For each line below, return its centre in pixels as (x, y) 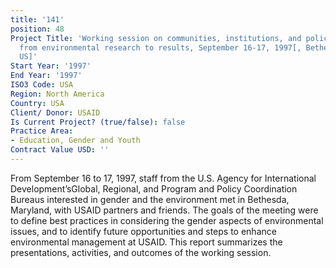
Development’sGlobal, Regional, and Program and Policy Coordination (154, 188)
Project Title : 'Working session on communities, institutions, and (156, 38)
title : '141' (37, 19)
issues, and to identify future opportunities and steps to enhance (143, 231)
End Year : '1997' (46, 76)
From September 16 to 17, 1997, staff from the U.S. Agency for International (163, 178)
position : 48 (37, 29)
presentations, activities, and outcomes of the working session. (141, 252)
